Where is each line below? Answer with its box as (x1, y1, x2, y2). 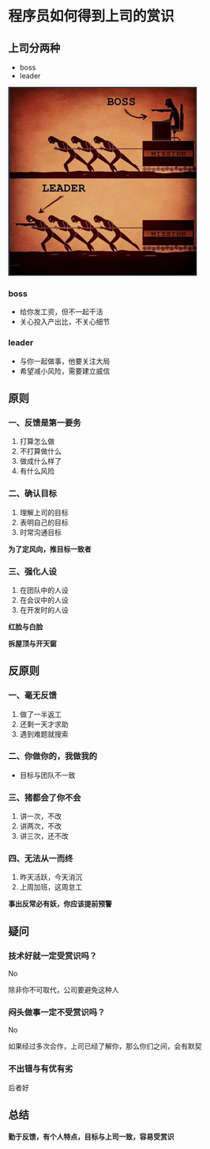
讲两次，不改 (19, 821, 62, 831)
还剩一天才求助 (19, 719, 69, 729)
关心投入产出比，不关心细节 (19, 317, 111, 327)
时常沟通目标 (19, 527, 62, 537)
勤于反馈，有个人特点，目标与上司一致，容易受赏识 (8, 1132, 174, 1141)
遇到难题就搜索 (19, 729, 69, 738)
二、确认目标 (8, 488, 58, 499)
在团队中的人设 (19, 585, 69, 594)
